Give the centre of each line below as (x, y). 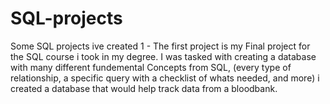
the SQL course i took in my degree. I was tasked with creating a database (163, 56)
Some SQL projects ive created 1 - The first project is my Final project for (160, 46)
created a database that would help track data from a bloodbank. (144, 88)
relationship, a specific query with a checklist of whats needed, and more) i (165, 78)
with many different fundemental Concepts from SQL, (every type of (151, 67)
